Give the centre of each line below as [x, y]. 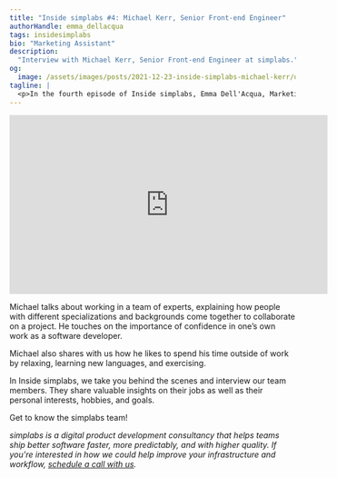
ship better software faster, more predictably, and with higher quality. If [143, 444]
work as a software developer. [66, 335]
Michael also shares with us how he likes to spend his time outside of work [149, 353]
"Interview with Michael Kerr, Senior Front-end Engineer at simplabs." [158, 60]
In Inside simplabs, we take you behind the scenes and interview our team [148, 380]
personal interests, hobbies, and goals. [82, 400]
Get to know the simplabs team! [69, 417]
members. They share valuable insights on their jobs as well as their [136, 390]
